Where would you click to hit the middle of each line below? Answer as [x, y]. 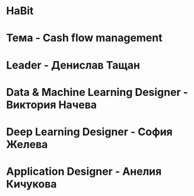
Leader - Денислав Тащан [73, 65]
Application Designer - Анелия [84, 171]
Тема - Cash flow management [84, 38]
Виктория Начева [52, 105]
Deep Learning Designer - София [90, 132]
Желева [27, 144]
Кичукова [32, 184]
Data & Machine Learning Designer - [97, 92]
